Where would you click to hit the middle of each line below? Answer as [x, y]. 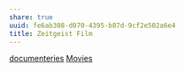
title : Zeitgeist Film [51, 33]
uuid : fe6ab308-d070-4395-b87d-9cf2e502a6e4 [92, 25]
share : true [31, 17]
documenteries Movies [51, 59]
